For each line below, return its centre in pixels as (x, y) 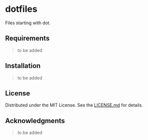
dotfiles (21, 9)
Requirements (27, 38)
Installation (23, 66)
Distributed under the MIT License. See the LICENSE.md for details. (74, 105)
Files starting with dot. (28, 23)
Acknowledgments (35, 120)
